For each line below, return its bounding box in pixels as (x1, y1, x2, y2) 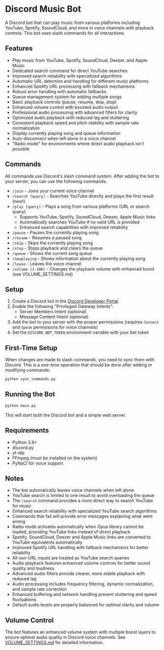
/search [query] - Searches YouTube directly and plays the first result (12, 193, 154, 199)
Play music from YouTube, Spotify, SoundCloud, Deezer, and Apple (12, 57, 147, 63)
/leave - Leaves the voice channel (12, 261, 82, 267)
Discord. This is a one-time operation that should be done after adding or (5, 362, 153, 368)
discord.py (12, 445, 34, 450)
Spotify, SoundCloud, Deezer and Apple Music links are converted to (12, 534, 151, 540)
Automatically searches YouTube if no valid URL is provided (19, 219, 140, 225)
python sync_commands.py (5, 376, 56, 382)
